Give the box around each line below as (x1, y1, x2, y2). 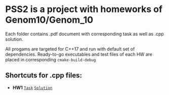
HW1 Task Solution (12, 84, 53, 90)
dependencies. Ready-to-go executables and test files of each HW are (5, 51, 153, 57)
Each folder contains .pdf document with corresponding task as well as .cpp (5, 31, 164, 37)
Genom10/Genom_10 (5, 14, 94, 26)
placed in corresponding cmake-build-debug (5, 56, 96, 62)
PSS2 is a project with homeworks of (5, 4, 163, 15)
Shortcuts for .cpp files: (5, 71, 82, 80)
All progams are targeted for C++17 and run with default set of (5, 46, 135, 52)
